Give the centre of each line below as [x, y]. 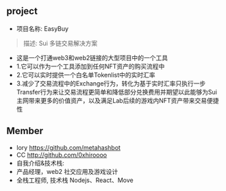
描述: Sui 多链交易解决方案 [60, 43]
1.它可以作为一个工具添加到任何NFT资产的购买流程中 [90, 66]
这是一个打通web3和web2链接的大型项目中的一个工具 [92, 58]
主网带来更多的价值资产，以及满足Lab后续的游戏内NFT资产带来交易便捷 [117, 100]
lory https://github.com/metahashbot [68, 147]
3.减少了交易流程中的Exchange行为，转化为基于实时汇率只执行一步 [111, 83]
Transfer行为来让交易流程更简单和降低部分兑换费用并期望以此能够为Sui [116, 92]
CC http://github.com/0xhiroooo [62, 155]
